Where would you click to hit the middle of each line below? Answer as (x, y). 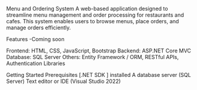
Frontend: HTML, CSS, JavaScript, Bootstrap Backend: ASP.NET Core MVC (99, 51)
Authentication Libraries (36, 63)
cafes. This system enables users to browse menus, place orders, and (93, 21)
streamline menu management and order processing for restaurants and (95, 15)
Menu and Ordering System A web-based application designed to (87, 9)
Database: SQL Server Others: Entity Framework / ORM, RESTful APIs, (93, 57)
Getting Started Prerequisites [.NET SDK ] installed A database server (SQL (99, 75)
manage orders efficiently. (39, 27)
